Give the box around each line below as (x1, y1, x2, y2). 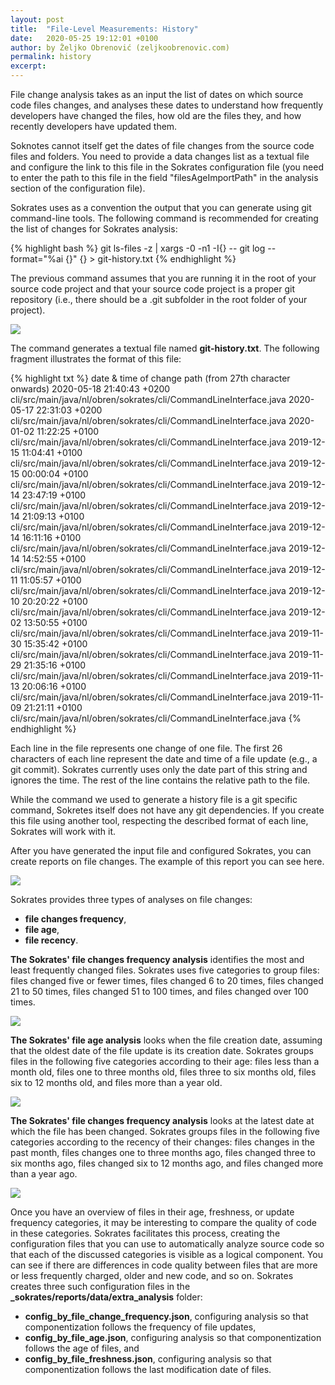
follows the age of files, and (24, 1342, 140, 1354)
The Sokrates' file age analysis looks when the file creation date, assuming (10, 1034, 323, 1046)
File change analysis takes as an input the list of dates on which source (10, 89, 304, 100)
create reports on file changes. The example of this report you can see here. (10, 856, 325, 867)
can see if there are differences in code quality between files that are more (10, 1259, 318, 1271)
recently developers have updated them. (10, 121, 178, 132)
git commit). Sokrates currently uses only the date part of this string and (10, 764, 308, 775)
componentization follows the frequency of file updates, (24, 1321, 257, 1333)
